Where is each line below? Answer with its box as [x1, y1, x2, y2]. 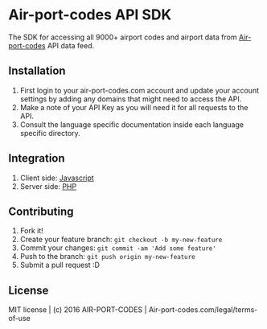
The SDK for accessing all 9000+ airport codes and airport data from [8, 32, 237, 42]
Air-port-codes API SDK [8, 6, 172, 24]
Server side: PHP [19, 181, 77, 191]
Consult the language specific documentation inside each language [19, 119, 244, 130]
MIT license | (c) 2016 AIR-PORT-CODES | [8, 305, 147, 315]
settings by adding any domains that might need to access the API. [19, 94, 242, 104]
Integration [8, 151, 66, 166]
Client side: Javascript [19, 173, 94, 183]
